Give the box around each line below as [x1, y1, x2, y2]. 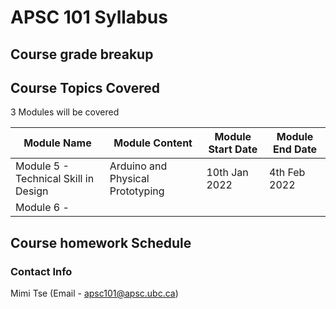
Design [15, 184, 49, 198]
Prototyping [109, 184, 165, 198]
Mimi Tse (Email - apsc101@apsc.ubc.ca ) [10, 287, 179, 300]
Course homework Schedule [10, 234, 192, 251]
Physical [109, 172, 150, 186]
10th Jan [206, 166, 249, 180]
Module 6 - [15, 201, 70, 215]
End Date [272, 142, 318, 156]
